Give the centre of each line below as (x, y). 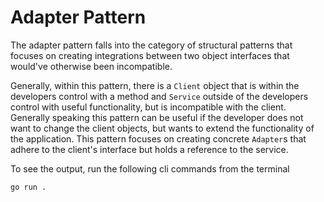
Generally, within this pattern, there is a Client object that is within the (155, 85)
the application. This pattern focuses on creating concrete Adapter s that (158, 138)
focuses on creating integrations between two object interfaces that (150, 55)
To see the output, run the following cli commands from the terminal (150, 168)
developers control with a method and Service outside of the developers (159, 96)
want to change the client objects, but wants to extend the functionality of (162, 128)
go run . (28, 187)
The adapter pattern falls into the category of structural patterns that (151, 45)
